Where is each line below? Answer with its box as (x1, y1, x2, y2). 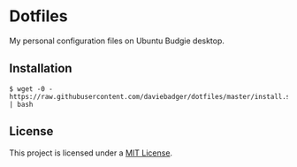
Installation (9, 61, 72, 76)
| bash (9, 100, 34, 109)
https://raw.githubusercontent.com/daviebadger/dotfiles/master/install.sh (9, 92, 294, 101)
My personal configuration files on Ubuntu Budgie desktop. (9, 35, 225, 46)
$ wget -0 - (9, 84, 53, 94)
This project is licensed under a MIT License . (9, 148, 173, 158)
